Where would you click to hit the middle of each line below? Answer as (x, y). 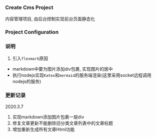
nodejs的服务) (27, 81)
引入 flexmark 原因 (30, 58)
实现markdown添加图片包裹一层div (48, 117)
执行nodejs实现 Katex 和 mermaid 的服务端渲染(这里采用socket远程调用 (82, 75)
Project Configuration (32, 32)
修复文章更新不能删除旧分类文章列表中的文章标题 (63, 123)
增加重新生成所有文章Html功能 (43, 129)
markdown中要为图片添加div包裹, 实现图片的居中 (63, 69)
